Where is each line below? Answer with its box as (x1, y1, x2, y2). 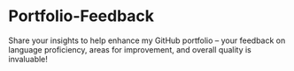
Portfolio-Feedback (8, 6, 155, 26)
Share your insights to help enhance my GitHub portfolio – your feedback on (8, 35, 286, 46)
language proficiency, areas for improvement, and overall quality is (8, 44, 251, 54)
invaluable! (8, 53, 48, 64)
